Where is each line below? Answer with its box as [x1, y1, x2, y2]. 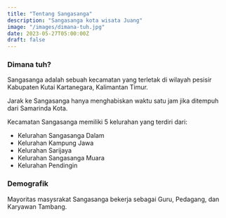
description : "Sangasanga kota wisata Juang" [7, 17, 142, 24]
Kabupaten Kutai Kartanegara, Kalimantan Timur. [7, 83, 149, 91]
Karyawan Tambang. [7, 202, 67, 211]
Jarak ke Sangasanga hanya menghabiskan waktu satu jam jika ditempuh [7, 96, 219, 105]
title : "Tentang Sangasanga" [7, 10, 93, 18]
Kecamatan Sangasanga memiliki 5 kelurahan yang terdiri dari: [7, 117, 188, 127]
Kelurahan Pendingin [17, 161, 78, 169]
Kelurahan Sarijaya [17, 146, 72, 155]
